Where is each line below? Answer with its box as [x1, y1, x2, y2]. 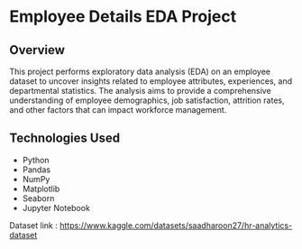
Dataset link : [9, 219, 59, 231]
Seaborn [22, 192, 55, 204]
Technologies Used [9, 131, 120, 146]
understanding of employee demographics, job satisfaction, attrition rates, [9, 95, 285, 106]
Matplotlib [22, 183, 60, 194]
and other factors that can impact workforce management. [9, 105, 227, 115]
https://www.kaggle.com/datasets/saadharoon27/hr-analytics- [59, 219, 293, 231]
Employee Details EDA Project [9, 6, 237, 27]
